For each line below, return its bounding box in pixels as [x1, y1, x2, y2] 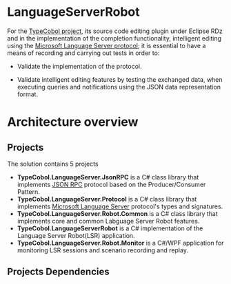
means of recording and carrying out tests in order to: [7, 49, 160, 57]
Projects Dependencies [7, 266, 110, 278]
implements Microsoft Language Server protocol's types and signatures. [17, 202, 223, 210]
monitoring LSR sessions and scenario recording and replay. [17, 245, 188, 254]
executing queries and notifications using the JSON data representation [17, 83, 221, 91]
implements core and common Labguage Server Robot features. [17, 217, 200, 225]
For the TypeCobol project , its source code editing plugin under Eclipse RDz [7, 27, 223, 35]
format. [17, 90, 39, 98]
